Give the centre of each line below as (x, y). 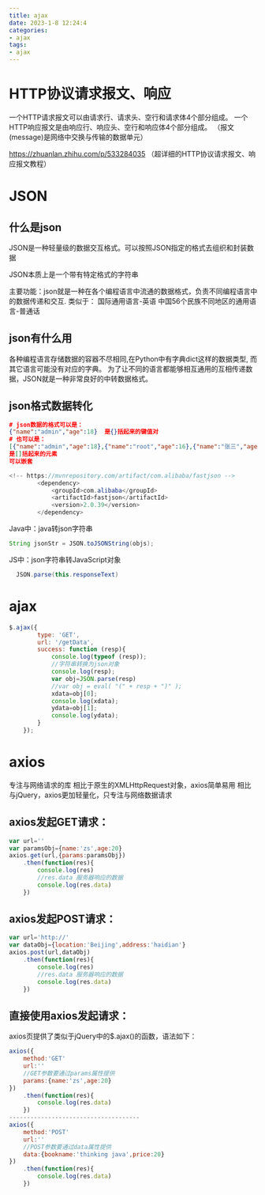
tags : (18, 45)
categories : (28, 30)
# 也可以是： (27, 440)
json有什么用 (41, 338)
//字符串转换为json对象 (85, 664)
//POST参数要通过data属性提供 (67, 1147)
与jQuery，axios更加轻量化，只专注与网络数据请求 (91, 795)
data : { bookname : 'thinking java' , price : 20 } (94, 1154)
